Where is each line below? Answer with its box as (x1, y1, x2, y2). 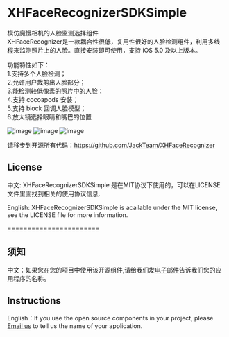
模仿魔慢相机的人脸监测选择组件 (7, 28, 99, 37)
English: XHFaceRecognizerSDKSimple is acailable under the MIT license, (7, 203, 218, 211)
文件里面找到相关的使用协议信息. (7, 189, 101, 198)
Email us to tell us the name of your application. (7, 322, 143, 330)
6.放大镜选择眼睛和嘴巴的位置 (7, 112, 92, 121)
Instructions (7, 295, 61, 306)
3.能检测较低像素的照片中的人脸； (7, 87, 104, 95)
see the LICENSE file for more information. (7, 210, 128, 219)
